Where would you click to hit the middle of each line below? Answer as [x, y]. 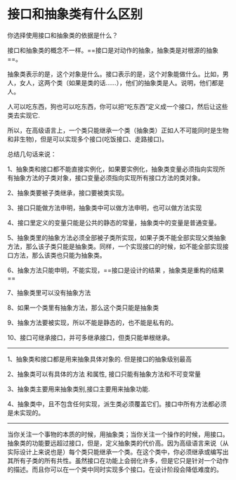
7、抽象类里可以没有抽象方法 [49, 292]
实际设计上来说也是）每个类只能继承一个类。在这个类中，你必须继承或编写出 [118, 452]
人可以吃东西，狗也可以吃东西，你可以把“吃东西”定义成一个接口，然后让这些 [118, 106]
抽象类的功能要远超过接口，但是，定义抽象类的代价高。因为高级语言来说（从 [118, 443]
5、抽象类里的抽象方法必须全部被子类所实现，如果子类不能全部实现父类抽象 [117, 237]
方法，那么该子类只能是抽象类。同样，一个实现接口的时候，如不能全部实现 [115, 246]
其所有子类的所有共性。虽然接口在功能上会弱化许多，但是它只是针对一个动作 [118, 460]
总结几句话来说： [32, 154]
